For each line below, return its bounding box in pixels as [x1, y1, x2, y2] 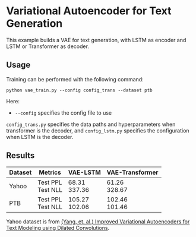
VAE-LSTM [68, 168, 101, 176]
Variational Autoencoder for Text [6, 4, 172, 18]
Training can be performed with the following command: [6, 75, 144, 83]
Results [6, 150, 35, 161]
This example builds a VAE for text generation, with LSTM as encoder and [6, 36, 186, 43]
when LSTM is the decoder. [6, 133, 74, 140]
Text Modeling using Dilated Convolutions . [6, 224, 110, 231]
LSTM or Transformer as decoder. [6, 43, 89, 50]
